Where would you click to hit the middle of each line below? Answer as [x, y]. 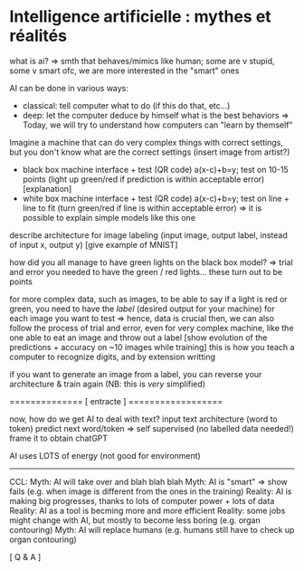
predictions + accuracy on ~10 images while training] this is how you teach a [152, 347]
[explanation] [47, 188]
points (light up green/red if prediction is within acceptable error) [143, 179]
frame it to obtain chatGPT [59, 438]
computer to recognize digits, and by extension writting [112, 357]
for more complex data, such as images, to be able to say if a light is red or [148, 299]
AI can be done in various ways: [69, 88]
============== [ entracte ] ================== [116, 401]
